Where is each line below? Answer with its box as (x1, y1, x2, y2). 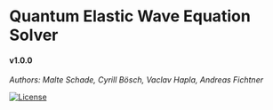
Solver (9, 25, 59, 45)
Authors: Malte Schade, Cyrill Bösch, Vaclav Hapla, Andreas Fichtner (9, 75, 264, 85)
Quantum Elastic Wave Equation (9, 6, 251, 27)
